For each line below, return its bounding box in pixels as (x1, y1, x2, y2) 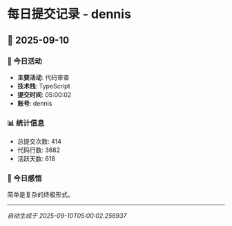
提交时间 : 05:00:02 (17, 91, 72, 99)
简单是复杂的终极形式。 (7, 191, 74, 199)
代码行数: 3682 (17, 146, 61, 154)
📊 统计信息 (7, 118, 45, 128)
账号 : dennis (17, 99, 52, 107)
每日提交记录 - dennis (7, 6, 131, 22)
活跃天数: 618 (17, 155, 55, 163)
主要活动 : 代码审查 (17, 73, 70, 82)
